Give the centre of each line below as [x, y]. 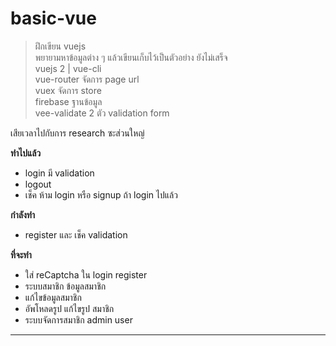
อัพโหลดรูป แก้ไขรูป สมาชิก [69, 308]
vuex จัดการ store [68, 90]
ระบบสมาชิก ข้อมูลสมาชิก [65, 286]
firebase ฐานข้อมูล [68, 101]
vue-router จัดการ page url [87, 79]
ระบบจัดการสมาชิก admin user [78, 319]
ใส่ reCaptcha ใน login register [86, 274]
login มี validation [59, 173]
